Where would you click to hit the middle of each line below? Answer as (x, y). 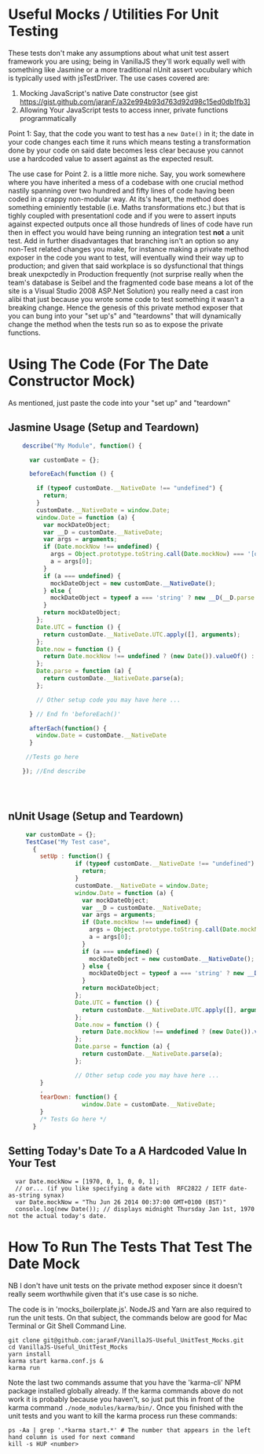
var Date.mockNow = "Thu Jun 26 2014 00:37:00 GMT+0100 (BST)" (121, 1202)
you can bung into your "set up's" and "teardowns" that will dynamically (125, 315)
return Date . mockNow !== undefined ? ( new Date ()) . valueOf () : (149, 657)
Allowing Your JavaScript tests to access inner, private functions (124, 110)
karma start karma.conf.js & (56, 1361)
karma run (24, 1367)
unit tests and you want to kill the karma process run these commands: (123, 1415)
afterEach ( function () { (68, 728)
